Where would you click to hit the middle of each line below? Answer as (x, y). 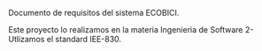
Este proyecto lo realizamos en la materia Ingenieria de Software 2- (131, 29)
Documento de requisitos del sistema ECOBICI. (94, 13)
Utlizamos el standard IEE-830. (65, 39)
